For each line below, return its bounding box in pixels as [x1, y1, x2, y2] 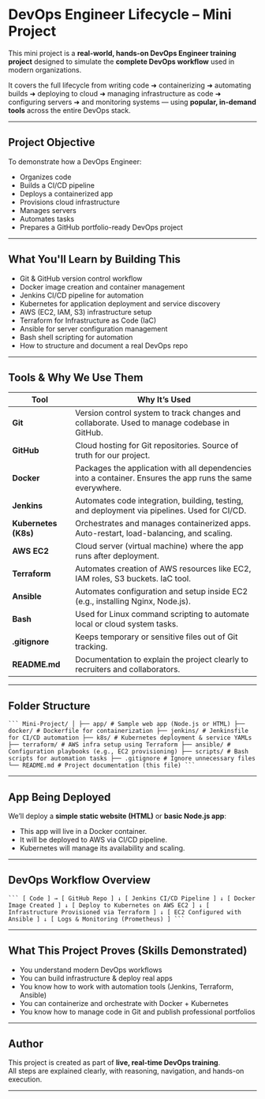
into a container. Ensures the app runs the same [74, 473, 252, 484]
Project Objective [8, 136, 95, 149]
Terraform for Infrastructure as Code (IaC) [19, 316, 157, 325]
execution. [8, 1075, 43, 1084]
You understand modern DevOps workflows [19, 965, 162, 974]
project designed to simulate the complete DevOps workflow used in [8, 57, 235, 66]
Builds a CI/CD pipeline [19, 180, 95, 190]
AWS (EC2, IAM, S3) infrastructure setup [19, 307, 152, 316]
